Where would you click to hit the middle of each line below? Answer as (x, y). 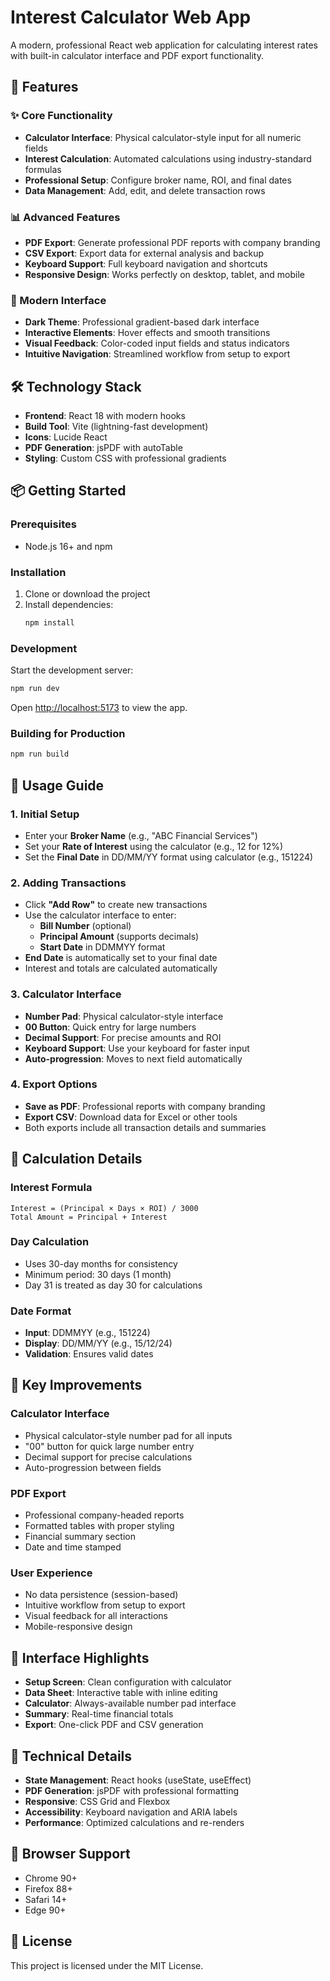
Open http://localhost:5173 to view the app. (99, 708)
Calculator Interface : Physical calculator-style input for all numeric (163, 137)
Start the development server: (72, 670)
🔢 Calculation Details (76, 1159)
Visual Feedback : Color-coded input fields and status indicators (157, 343)
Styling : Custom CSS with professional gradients (125, 458)
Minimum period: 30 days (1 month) (98, 1274)
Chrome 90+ (51, 1878)
